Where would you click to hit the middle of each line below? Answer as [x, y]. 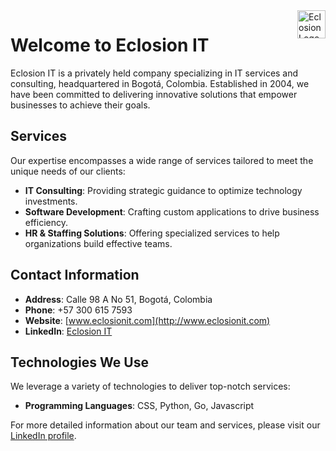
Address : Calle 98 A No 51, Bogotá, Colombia [118, 299]
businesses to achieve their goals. [80, 105]
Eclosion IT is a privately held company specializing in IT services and [154, 73]
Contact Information [75, 275]
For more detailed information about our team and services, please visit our [165, 425]
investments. [51, 201]
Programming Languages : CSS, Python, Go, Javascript [139, 406]
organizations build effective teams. [98, 243]
